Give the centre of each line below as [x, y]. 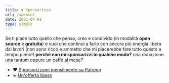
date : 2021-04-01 [24, 19]
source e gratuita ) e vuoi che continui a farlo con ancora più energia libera [83, 44]
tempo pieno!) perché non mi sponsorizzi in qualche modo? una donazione [85, 55]
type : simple [19, 24]
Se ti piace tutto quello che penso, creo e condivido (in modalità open [78, 38]
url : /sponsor [20, 15]
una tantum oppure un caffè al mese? [44, 60]
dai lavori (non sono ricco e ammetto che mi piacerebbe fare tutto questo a [83, 49]
